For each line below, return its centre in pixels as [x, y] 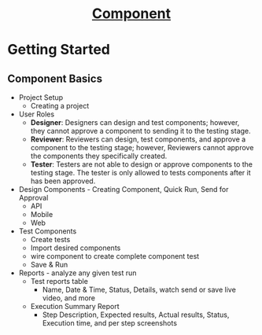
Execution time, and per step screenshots [110, 323]
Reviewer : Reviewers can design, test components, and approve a [138, 139]
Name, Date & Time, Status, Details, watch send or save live [139, 290]
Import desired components [76, 248]
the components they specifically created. [99, 156]
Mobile [42, 215]
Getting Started [59, 50]
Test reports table [59, 282]
